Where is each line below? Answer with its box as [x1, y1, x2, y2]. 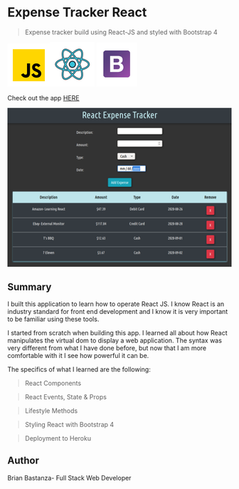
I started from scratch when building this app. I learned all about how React [7, 329, 228, 337]
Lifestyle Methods [24, 406, 78, 415]
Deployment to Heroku [24, 434, 91, 443]
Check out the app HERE [7, 93, 80, 102]
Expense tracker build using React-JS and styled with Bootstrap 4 [24, 28, 218, 36]
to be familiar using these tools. [7, 315, 100, 324]
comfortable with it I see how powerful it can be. [7, 352, 149, 360]
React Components [24, 379, 82, 388]
